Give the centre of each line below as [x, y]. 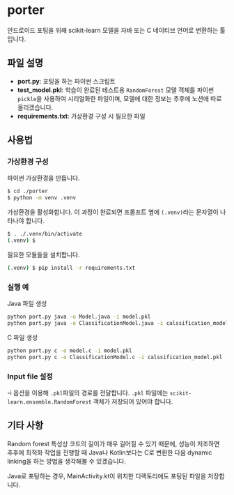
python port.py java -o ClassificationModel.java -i [85, 323]
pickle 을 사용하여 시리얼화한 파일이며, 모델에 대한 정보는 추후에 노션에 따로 [119, 98]
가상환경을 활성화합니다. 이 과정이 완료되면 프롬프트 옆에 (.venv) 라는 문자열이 [113, 212]
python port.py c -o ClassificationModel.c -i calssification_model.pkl [115, 357]
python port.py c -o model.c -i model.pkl [70, 351]
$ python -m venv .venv [42, 198]
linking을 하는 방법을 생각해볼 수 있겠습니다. [67, 461]
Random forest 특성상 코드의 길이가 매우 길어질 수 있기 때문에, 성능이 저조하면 [114, 443]
